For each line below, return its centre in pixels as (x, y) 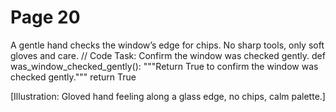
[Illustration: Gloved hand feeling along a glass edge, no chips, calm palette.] (168, 96)
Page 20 (45, 17)
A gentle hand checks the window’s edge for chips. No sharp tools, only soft (167, 45)
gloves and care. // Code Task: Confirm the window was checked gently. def (168, 55)
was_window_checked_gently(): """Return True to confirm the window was (164, 66)
